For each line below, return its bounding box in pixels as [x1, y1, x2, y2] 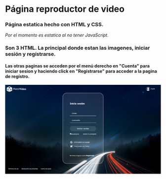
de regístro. [5, 73, 30, 79]
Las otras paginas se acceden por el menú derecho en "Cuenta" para [5, 63, 150, 69]
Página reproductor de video [5, 3, 125, 15]
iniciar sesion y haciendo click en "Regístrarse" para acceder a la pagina [5, 68, 157, 74]
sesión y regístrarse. [5, 51, 56, 58]
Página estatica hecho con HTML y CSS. [5, 21, 104, 28]
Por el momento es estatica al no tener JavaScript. [5, 32, 109, 38]
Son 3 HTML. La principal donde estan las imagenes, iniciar [5, 44, 150, 51]
